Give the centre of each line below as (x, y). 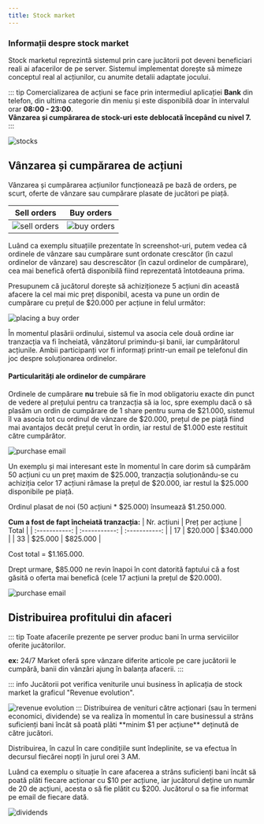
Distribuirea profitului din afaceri (90, 618)
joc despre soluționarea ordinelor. (63, 358)
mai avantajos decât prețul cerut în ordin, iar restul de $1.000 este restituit (128, 427)
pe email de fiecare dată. (48, 796)
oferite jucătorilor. (37, 645)
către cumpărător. (37, 435)
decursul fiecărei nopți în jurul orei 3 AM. (74, 756)
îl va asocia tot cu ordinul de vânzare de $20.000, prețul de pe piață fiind (126, 419)
